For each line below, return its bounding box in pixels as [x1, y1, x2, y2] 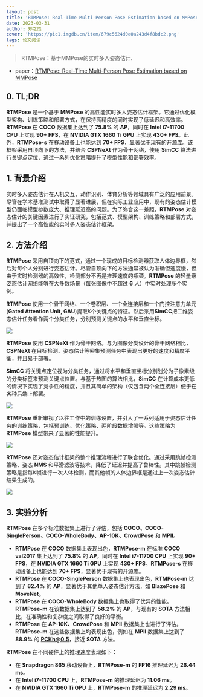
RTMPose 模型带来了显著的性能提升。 [6, 430, 101, 437]
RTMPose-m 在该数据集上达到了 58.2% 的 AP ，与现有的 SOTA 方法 [14, 606, 185, 613]
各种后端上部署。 [6, 390, 49, 398]
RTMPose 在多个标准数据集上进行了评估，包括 [6, 525, 123, 532]
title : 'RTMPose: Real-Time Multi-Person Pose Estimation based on [6, 15, 180, 21]
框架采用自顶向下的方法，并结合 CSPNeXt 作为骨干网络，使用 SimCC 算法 [6, 146, 192, 153]
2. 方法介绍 [6, 240, 48, 250]
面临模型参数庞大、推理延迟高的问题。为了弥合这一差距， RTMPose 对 [16, 205, 192, 212]
